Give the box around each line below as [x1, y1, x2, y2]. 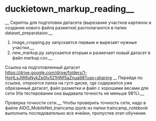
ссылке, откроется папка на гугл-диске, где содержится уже [5, 80, 133, 86]
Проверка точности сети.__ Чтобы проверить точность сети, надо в [5, 100, 146, 105]
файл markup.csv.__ [12, 55, 52, 60]
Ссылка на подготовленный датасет [5, 64, 80, 70]
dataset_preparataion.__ [5, 30, 53, 36]
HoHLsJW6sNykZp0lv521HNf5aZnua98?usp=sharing [5, 75, 112, 81]
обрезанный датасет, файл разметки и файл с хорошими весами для [5, 85, 149, 91]
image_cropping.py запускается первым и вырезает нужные [12, 39, 137, 45]
